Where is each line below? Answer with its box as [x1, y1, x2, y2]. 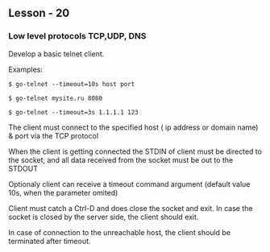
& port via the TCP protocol [8, 130, 99, 140]
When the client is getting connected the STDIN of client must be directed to [8, 147, 262, 156]
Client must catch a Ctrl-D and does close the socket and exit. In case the [8, 203, 253, 213]
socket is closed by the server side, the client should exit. [8, 212, 199, 221]
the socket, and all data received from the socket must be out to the [8, 155, 234, 164]
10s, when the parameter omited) [8, 188, 118, 197]
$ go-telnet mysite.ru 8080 [8, 94, 103, 102]
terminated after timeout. [8, 236, 91, 246]
